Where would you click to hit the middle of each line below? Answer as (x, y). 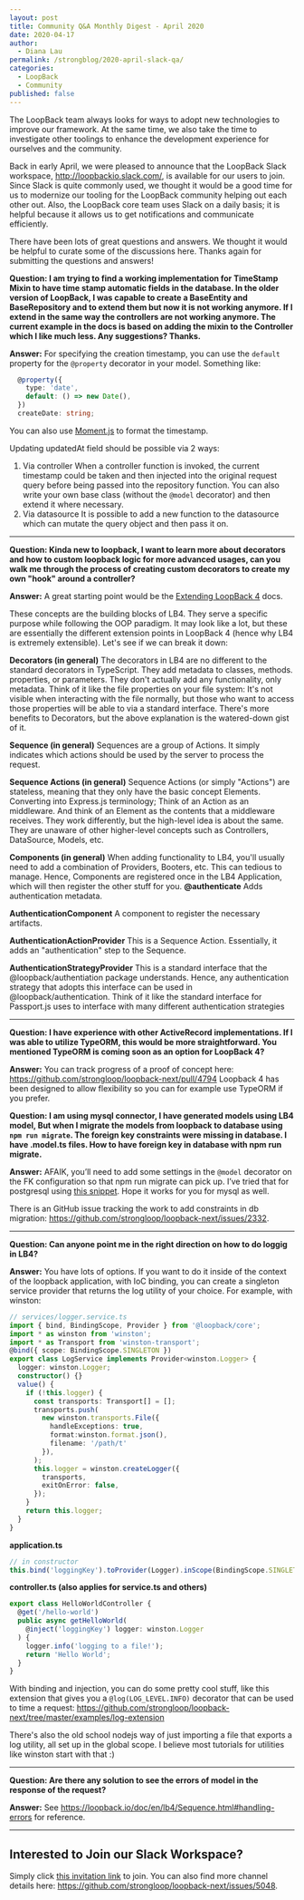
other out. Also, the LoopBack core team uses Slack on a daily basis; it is (145, 204)
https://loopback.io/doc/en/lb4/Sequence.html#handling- (167, 1808)
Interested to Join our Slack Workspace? (127, 1854)
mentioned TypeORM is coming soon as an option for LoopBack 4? (137, 1052)
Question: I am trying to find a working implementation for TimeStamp (144, 278)
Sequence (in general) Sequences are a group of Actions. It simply (135, 745)
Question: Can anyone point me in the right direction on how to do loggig (148, 1244)
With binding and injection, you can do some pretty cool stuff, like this (139, 1689)
